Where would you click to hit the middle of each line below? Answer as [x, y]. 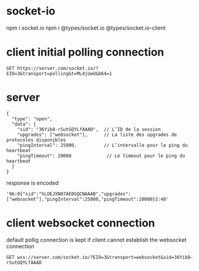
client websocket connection [81, 223]
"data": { [24, 124]
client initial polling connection [85, 52]
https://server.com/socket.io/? [58, 68]
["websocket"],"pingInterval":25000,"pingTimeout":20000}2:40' [88, 199]
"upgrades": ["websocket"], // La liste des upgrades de [97, 135]
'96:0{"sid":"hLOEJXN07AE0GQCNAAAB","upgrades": [69, 194]
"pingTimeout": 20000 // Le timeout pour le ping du [101, 156]
